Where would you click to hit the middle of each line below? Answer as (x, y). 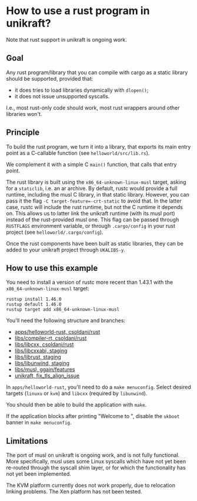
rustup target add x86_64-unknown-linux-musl (63, 310)
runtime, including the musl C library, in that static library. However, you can (98, 194)
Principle (23, 133)
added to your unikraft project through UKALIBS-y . (66, 250)
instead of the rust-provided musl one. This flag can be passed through (93, 220)
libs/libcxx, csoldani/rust (44, 344)
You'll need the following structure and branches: (66, 321)
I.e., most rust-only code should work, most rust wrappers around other (93, 108)
